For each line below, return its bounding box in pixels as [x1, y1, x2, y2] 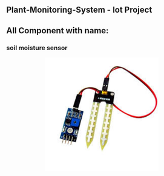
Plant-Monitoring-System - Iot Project [6, 5, 153, 15]
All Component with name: [6, 25, 109, 36]
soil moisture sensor [6, 44, 68, 52]
